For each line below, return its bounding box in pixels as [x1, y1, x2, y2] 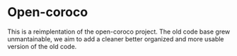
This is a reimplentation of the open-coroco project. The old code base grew [7, 27, 231, 36]
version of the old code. [7, 42, 77, 50]
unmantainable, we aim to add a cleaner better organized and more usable [7, 34, 224, 43]
